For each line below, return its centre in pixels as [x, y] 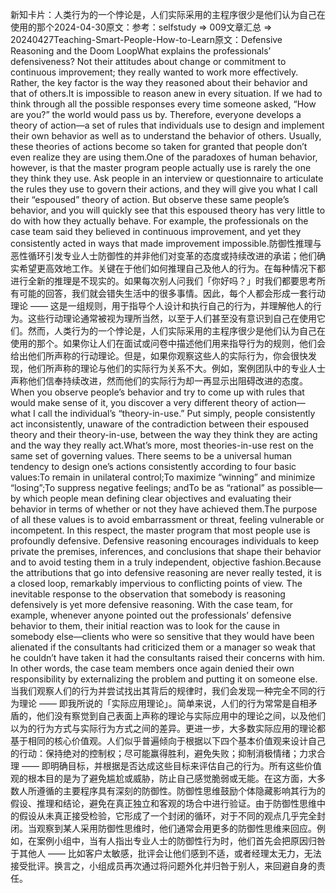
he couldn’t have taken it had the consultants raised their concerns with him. [167, 657]
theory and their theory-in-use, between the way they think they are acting [164, 434]
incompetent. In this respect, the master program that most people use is [160, 530]
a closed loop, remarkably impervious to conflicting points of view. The [156, 583]
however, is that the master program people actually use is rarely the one [161, 167]
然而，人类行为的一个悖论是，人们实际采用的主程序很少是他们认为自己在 [176, 331]
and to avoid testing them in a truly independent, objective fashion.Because [166, 562]
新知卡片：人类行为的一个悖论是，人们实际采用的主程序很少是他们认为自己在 [168, 14]
